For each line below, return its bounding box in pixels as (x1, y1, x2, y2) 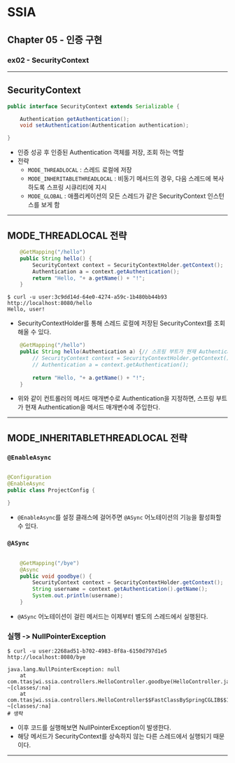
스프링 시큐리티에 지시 (46, 183, 107, 192)
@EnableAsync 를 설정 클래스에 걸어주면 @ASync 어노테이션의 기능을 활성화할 (17, 513, 222, 521)
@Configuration (7, 473, 52, 481)
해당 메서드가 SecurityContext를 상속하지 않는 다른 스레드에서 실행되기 (17, 732, 212, 741)
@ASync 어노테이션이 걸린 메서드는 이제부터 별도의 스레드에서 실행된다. (17, 612, 208, 620)
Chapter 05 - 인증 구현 (7, 34, 103, 45)
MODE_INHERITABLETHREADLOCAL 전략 (7, 432, 187, 444)
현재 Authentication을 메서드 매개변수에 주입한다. (24, 403, 161, 411)
